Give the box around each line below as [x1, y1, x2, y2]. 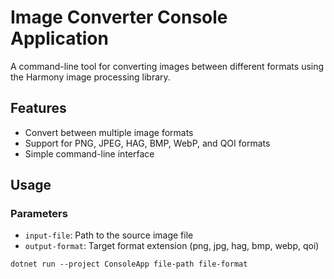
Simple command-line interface [24, 147, 155, 160]
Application [10, 27, 109, 50]
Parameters [10, 207, 68, 221]
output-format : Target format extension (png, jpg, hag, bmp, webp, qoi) [24, 240, 320, 252]
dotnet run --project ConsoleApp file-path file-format [10, 259, 248, 270]
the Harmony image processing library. [10, 71, 171, 83]
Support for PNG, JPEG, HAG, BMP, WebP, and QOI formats [24, 137, 271, 149]
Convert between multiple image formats [24, 126, 194, 138]
